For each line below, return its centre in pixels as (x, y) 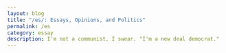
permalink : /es (29, 26)
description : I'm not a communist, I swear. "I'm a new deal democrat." (113, 39)
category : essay (30, 33)
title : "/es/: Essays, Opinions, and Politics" (77, 20)
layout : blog (26, 13)
